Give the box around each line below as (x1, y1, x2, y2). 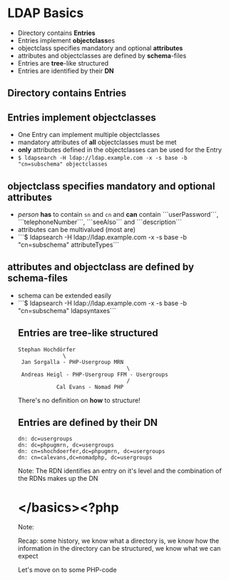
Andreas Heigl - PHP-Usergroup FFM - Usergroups (21, 371, 169, 378)
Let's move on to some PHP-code (17, 566, 117, 574)
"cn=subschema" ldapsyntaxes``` (17, 306, 116, 315)
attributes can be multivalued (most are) (17, 225, 136, 233)
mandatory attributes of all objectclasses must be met (17, 138, 177, 147)
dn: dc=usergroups (17, 435, 73, 443)
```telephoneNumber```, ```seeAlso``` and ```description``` (17, 218, 182, 226)
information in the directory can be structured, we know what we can (17, 544, 221, 553)
